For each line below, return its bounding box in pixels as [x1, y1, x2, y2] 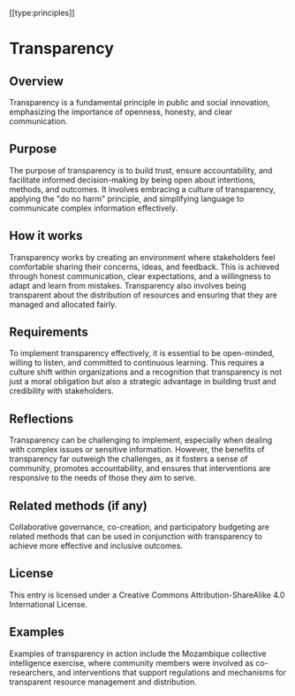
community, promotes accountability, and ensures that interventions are [9, 463, 271, 474]
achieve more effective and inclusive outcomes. [9, 540, 184, 552]
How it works [9, 228, 83, 244]
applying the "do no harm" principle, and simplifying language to [9, 193, 245, 204]
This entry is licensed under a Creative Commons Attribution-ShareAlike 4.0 [9, 589, 285, 600]
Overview [9, 73, 64, 89]
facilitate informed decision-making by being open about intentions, [9, 174, 256, 185]
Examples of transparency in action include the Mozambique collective [9, 648, 267, 659]
